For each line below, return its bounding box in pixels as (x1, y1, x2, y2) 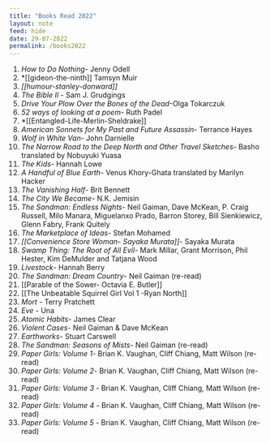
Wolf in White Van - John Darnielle (20, 133, 135, 143)
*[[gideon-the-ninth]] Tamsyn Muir (20, 73, 138, 83)
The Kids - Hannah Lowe (20, 159, 102, 169)
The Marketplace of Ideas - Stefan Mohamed (20, 228, 171, 238)
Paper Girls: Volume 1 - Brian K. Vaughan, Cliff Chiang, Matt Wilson (20, 349, 242, 359)
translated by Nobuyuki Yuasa (20, 151, 122, 161)
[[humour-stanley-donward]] (20, 82, 118, 92)
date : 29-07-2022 (9, 34, 68, 43)
